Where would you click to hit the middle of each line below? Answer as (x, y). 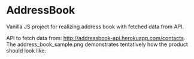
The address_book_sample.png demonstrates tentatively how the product (97, 44)
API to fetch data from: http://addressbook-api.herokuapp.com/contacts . (96, 38)
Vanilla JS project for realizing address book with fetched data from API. (95, 27)
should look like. (26, 50)
